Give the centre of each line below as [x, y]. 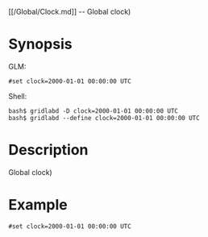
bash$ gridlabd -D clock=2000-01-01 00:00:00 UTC [94, 111]
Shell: [18, 96]
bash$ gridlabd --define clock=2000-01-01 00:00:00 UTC [104, 118]
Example [38, 205]
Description [48, 150]
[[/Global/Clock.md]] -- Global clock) [70, 12]
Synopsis [40, 44]
